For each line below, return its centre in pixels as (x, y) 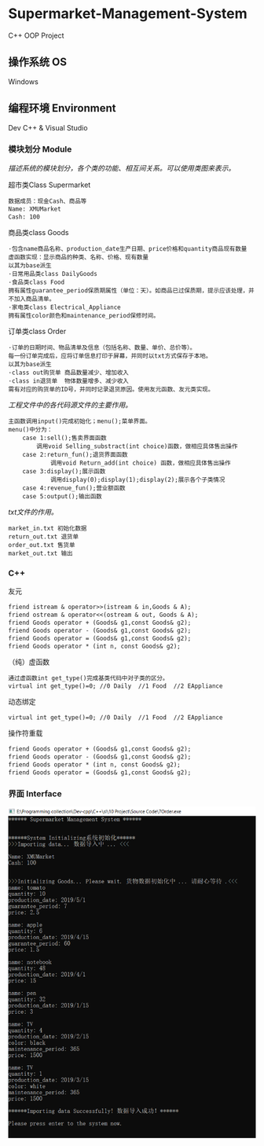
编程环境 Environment (62, 108)
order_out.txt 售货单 (42, 545)
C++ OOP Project (36, 35)
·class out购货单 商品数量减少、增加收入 (69, 373)
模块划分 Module (40, 149)
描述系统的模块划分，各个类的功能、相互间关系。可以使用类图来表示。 (122, 168)
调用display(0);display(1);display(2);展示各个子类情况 (137, 479)
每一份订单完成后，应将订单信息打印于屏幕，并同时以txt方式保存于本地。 (110, 356)
